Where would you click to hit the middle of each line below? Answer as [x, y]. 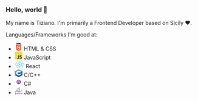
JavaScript [37, 58]
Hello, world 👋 [27, 10]
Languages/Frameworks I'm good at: [52, 35]
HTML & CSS [40, 49]
